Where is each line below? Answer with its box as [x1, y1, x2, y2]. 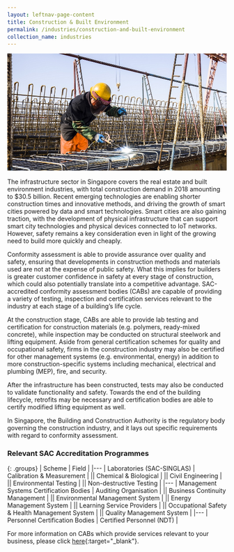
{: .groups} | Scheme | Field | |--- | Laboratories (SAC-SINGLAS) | [7, 464, 195, 473]
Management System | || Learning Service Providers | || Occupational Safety [7, 501, 227, 510]
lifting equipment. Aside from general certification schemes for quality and [7, 338, 221, 346]
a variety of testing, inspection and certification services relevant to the [7, 294, 212, 303]
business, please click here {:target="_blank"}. [7, 537, 139, 546]
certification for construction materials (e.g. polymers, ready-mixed [7, 323, 201, 331]
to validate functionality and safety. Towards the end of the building [7, 388, 201, 397]
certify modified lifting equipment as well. [7, 403, 127, 411]
